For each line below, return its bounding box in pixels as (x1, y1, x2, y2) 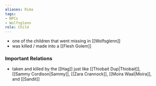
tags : (5, 12, 16, 16)
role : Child (5, 25, 29, 30)
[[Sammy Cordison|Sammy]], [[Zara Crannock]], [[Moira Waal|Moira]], (12, 71, 152, 77)
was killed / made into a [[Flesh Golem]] (12, 43, 92, 49)
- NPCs (5, 16, 18, 21)
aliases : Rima (5, 7, 34, 12)
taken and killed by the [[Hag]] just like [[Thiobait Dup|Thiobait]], (12, 66, 141, 72)
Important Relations (5, 55, 53, 62)
